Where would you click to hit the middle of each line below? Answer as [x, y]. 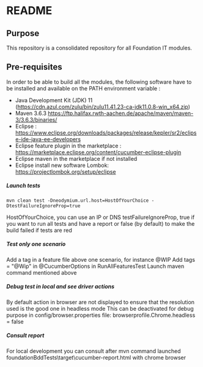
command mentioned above [42, 272]
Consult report [25, 335]
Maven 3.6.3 [31, 113]
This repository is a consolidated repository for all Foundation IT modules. [99, 48]
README [29, 11]
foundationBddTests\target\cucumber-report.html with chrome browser [96, 357]
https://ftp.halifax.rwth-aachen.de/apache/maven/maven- [121, 113]
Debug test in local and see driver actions [61, 287]
